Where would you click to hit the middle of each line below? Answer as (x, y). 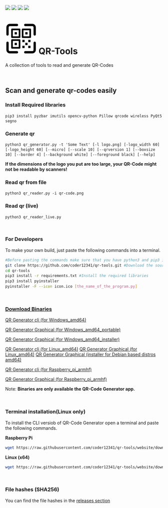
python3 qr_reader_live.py (33, 217)
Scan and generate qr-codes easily (61, 91)
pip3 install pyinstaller (32, 281)
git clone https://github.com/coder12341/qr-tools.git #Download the (79, 265)
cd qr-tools (17, 271)
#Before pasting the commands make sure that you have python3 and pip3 (82, 260)
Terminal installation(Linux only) (45, 412)
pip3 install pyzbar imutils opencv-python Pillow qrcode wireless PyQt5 (84, 116)
